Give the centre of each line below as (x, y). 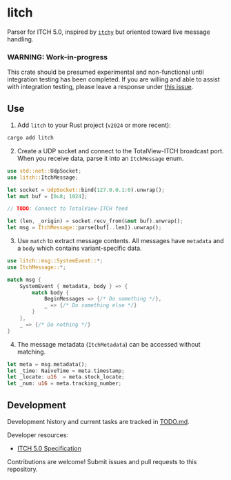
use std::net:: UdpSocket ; (44, 171)
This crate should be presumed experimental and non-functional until (106, 72)
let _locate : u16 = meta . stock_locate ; (66, 377)
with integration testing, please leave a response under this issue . (100, 87)
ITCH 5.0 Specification (49, 448)
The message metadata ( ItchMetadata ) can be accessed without (109, 344)
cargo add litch (30, 138)
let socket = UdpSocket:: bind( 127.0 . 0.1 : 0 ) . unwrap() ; (86, 190)
